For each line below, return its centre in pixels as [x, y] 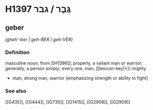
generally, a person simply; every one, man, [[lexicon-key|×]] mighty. [76, 69]
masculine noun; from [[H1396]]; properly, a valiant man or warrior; [74, 63]
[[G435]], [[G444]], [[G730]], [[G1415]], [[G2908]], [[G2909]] [68, 102]
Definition [17, 52]
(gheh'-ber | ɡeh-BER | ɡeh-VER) [39, 39]
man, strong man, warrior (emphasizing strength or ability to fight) [80, 78]
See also [16, 91]
